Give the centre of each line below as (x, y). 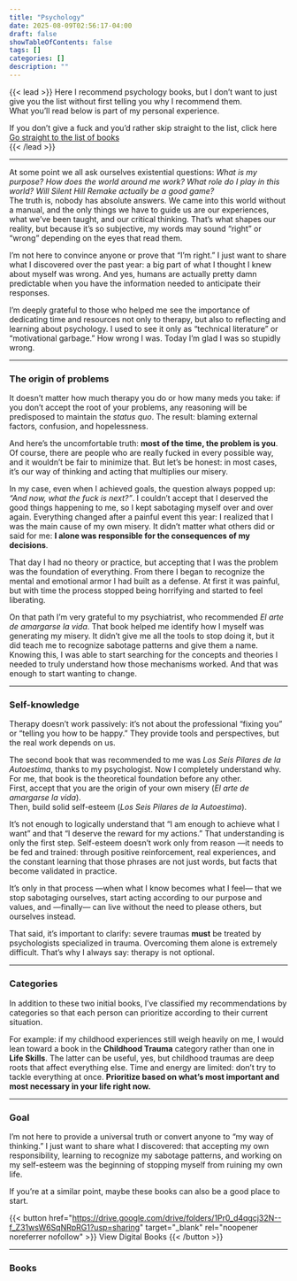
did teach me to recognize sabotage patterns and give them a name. (134, 645)
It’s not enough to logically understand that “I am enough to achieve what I (145, 824)
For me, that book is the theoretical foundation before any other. (126, 779)
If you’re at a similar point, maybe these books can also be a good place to (145, 1192)
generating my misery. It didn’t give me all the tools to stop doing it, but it (142, 636)
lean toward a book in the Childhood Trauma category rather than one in (142, 1048)
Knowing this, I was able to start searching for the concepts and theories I (144, 655)
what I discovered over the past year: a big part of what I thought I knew (141, 264)
